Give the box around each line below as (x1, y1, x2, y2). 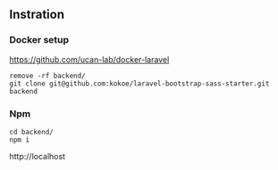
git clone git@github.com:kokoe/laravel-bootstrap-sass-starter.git (9, 79, 270, 88)
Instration (9, 7, 65, 22)
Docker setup (9, 34, 70, 46)
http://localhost (9, 150, 65, 161)
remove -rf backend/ (9, 71, 87, 80)
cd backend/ (9, 127, 54, 136)
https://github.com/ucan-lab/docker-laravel (9, 53, 170, 65)
